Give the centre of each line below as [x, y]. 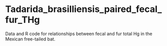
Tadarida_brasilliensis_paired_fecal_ [83, 9]
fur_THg [23, 20]
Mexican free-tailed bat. [30, 39]
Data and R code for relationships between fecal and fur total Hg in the [79, 33]
